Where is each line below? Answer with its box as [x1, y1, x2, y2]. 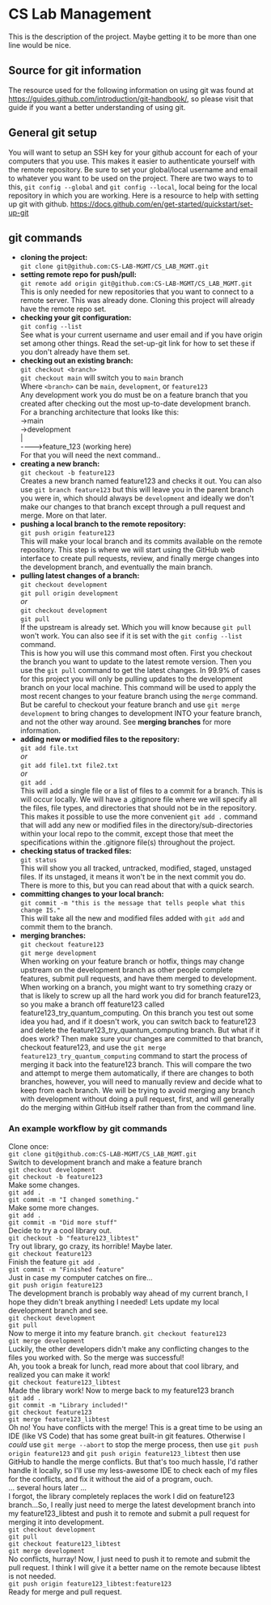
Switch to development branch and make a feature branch [8, 1157, 202, 1167]
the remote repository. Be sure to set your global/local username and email [8, 164, 258, 174]
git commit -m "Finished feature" [8, 1265, 125, 1274]
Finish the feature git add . [8, 1257, 102, 1267]
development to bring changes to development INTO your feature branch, [19, 709, 262, 718]
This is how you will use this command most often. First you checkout [19, 649, 252, 658]
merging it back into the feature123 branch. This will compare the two [19, 1060, 252, 1070]
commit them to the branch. [19, 922, 113, 932]
